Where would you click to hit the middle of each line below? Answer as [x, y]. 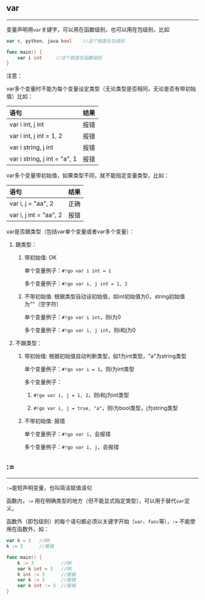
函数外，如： [33, 529]
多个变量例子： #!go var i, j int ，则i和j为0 [80, 330]
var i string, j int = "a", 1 [43, 159]
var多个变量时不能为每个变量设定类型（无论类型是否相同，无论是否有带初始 [101, 89]
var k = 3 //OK [28, 541]
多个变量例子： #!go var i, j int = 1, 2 [76, 284]
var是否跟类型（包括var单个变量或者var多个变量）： [70, 232]
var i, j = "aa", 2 [31, 203]
